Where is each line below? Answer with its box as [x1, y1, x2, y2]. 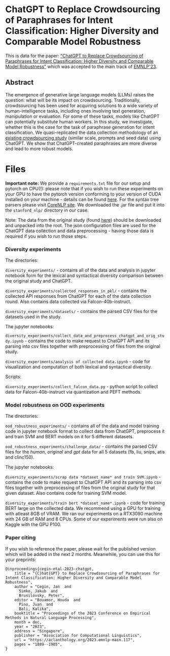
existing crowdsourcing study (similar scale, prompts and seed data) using [5, 134, 161, 141]
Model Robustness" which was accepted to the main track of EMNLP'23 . [5, 63, 157, 70]
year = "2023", [14, 624, 47, 629]
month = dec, [14, 619, 42, 625]
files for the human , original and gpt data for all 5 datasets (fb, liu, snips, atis [5, 449, 165, 455]
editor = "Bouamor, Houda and [14, 597, 81, 602]
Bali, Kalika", [18, 606, 51, 611]
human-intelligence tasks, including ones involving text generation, [5, 108, 146, 114]
